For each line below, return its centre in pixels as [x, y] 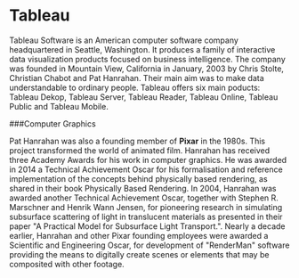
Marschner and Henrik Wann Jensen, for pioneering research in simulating [146, 207]
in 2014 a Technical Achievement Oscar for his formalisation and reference [146, 169]
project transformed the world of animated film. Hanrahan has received [140, 150]
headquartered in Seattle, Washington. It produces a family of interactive [142, 49]
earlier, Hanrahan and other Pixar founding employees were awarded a [139, 235]
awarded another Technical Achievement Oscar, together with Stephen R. [144, 198]
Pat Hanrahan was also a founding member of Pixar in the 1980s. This [137, 141]
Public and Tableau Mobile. [59, 106]
